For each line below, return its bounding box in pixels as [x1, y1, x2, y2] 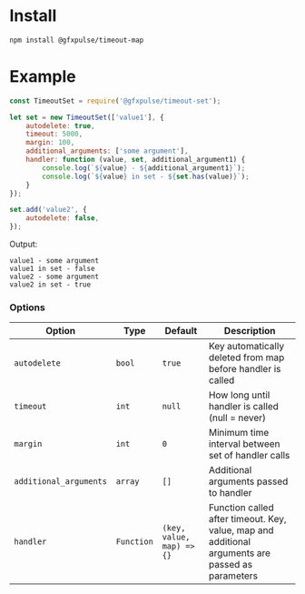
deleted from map [208, 351, 285, 364]
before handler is [208, 363, 281, 376]
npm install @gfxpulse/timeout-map [9, 35, 144, 45]
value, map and [208, 524, 274, 537]
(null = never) [208, 411, 266, 424]
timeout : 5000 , [25, 129, 84, 139]
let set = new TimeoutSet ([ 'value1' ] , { [9, 113, 165, 122]
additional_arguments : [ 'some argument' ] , [25, 146, 189, 156]
